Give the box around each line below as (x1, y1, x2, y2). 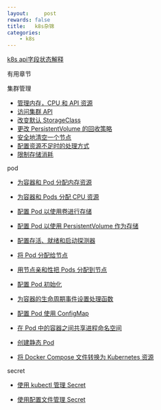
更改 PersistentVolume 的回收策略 (16, 125, 112, 133)
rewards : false (7, 16, 51, 23)
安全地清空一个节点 (16, 133, 72, 141)
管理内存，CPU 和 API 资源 (16, 99, 93, 107)
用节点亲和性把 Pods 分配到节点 (16, 265, 108, 274)
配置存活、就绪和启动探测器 (16, 237, 96, 245)
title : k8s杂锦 (7, 23, 55, 29)
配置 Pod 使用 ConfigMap (16, 309, 89, 317)
